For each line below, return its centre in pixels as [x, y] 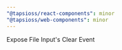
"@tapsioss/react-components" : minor [61, 13]
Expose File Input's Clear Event [51, 39]
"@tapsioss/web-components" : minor [58, 20]
